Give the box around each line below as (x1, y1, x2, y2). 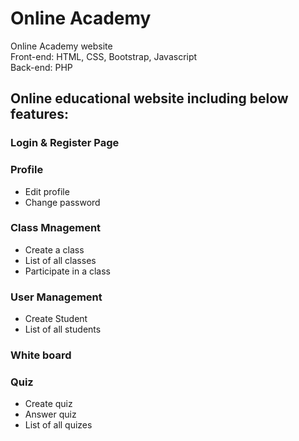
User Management (10, 290, 103, 304)
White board (10, 348, 72, 362)
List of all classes (24, 254, 97, 266)
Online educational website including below (10, 90, 289, 107)
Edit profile (24, 185, 70, 197)
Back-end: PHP (10, 61, 73, 73)
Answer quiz (24, 408, 77, 421)
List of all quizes (24, 419, 93, 431)
